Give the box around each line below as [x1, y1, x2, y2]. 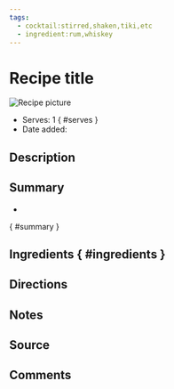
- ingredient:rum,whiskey [17, 29, 114, 38]
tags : [9, 12, 29, 22]
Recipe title [9, 68, 95, 88]
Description [9, 150, 75, 165]
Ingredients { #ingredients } [9, 247, 166, 262]
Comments [9, 368, 72, 383]
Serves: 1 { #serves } [21, 115, 99, 126]
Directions [9, 277, 68, 292]
